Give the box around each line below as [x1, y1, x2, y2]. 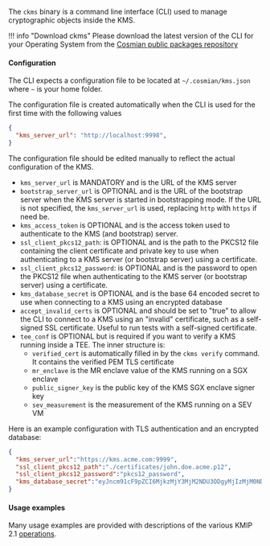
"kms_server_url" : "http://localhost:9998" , [15, 132, 167, 140]
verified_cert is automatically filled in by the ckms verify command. [31, 348, 260, 358]
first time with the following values [8, 109, 122, 118]
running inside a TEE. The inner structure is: [19, 339, 166, 349]
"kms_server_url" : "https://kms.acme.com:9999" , [15, 455, 178, 463]
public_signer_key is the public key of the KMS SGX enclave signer [31, 382, 256, 392]
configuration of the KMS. [8, 162, 94, 171]
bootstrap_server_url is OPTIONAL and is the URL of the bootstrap [19, 186, 243, 195]
